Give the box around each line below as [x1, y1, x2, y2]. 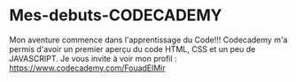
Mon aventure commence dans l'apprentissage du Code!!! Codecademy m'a [9, 34, 288, 45]
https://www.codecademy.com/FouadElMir [9, 63, 166, 73]
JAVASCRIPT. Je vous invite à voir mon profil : [9, 53, 177, 63]
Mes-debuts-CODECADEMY [9, 5, 222, 26]
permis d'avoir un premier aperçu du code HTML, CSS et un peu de [9, 43, 256, 54]
